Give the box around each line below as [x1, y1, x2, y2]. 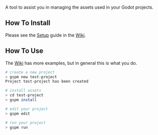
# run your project [5, 120, 46, 125]
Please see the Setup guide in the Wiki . [5, 32, 86, 38]
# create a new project [5, 70, 55, 75]
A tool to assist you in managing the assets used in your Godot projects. [5, 5, 154, 10]
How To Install [5, 19, 51, 27]
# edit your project [5, 106, 49, 111]
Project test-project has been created [5, 79, 89, 84]
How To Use [5, 47, 44, 55]
